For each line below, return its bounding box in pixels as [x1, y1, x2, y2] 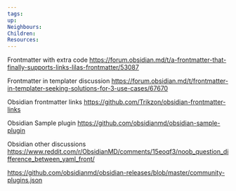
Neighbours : [7, 23, 42, 30]
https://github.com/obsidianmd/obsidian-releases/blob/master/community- [7, 169, 225, 177]
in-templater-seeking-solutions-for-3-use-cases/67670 [7, 84, 169, 93]
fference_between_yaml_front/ [7, 155, 95, 164]
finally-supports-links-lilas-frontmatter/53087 [7, 63, 139, 72]
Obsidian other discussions [7, 140, 86, 148]
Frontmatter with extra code [7, 55, 88, 64]
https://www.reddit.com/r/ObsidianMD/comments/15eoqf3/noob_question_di [7, 147, 229, 156]
